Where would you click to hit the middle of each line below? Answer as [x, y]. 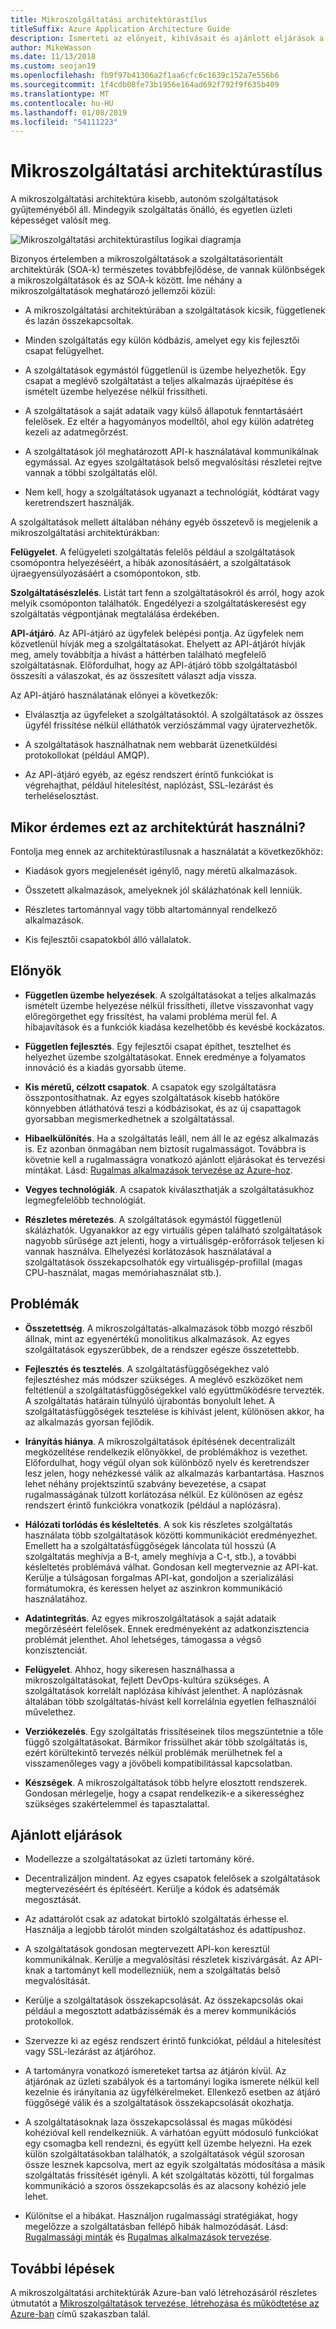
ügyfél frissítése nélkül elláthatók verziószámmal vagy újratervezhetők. [171, 725]
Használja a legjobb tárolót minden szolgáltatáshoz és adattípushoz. [165, 1930]
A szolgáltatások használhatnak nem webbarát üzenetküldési [151, 745]
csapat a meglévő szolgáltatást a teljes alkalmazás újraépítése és [159, 381]
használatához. [56, 1598]
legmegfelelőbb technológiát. [85, 1200]
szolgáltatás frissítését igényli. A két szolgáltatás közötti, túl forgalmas [169, 2175]
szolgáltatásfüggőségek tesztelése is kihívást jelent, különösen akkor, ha [174, 1411]
